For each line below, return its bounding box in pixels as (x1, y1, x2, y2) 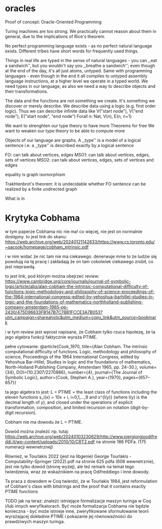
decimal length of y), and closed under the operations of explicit (5, 399, 133, 405)
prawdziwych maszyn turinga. (5, 518, 65, 524)
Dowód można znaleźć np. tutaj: (5, 428, 69, 434)
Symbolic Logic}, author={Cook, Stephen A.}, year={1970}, (5, 374, 122, 380)
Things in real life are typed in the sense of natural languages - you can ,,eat (5, 57, 157, 63)
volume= (139, 364, 157, 370)
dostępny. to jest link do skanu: (5, 233, 67, 239)
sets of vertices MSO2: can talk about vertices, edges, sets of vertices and (5, 157, 154, 163)
